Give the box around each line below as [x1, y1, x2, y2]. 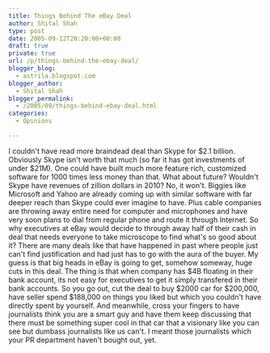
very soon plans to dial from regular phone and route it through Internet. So [8, 215, 259, 225]
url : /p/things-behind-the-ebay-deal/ [8, 57, 139, 65]
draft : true [8, 42, 49, 50]
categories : [8, 110, 49, 118]
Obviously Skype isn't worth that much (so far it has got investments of [8, 154, 245, 164]
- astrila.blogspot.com [15, 72, 95, 80]
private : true [8, 49, 57, 57]
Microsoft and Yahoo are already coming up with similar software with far [8, 189, 253, 199]
